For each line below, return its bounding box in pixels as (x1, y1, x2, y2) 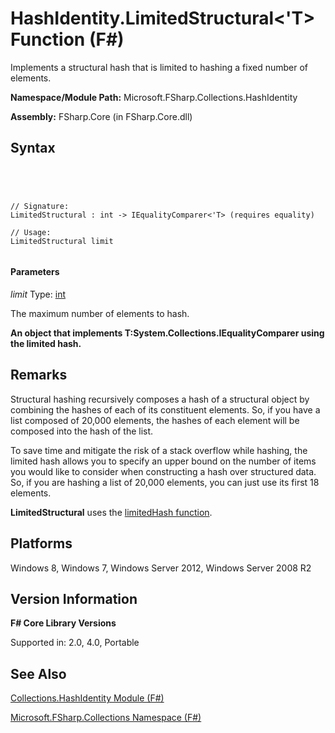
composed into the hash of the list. (10, 425, 154, 437)
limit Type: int (10, 288, 66, 300)
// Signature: (10, 201, 70, 211)
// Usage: (10, 227, 52, 237)
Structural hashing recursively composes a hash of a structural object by (10, 393, 310, 405)
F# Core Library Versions (10, 617, 117, 629)
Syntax (10, 140, 56, 157)
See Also (10, 665, 67, 682)
